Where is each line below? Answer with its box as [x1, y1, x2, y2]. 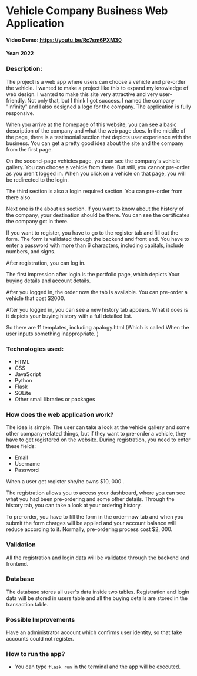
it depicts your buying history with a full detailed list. [6, 312, 133, 319]
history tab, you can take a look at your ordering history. [6, 502, 142, 509]
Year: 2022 [6, 50, 34, 57]
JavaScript [14, 370, 41, 378]
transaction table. [6, 601, 49, 608]
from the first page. [6, 146, 53, 153]
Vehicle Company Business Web [6, 4, 168, 18]
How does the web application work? [6, 410, 114, 418]
